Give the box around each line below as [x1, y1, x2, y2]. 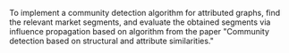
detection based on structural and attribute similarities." [9, 35, 215, 46]
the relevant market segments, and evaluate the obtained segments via [9, 17, 271, 27]
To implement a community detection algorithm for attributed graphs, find [9, 8, 281, 18]
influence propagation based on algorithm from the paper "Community [9, 26, 270, 36]
